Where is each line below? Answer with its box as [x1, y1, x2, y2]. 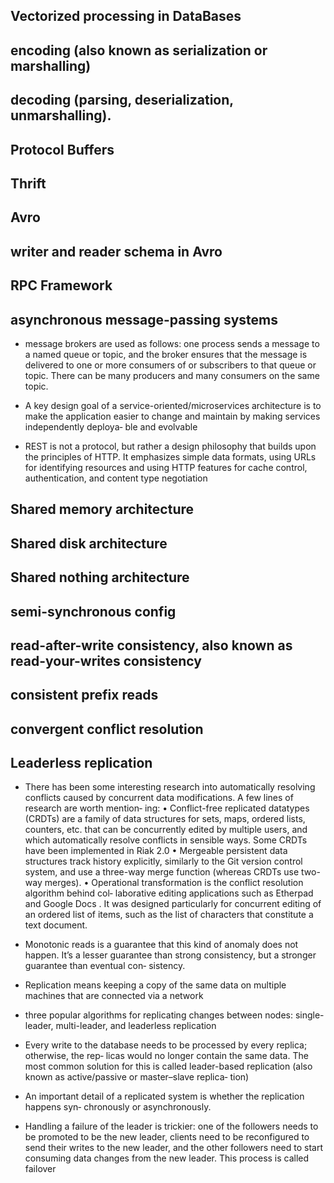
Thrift [10, 175, 47, 192]
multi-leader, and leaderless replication [55, 1020, 217, 1032]
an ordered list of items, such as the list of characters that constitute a [24, 909, 314, 921]
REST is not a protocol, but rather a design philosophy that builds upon [24, 440, 317, 452]
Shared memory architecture [10, 501, 195, 518]
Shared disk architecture [10, 535, 168, 552]
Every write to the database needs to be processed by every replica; [24, 1039, 308, 1051]
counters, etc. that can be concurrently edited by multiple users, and [24, 824, 308, 836]
